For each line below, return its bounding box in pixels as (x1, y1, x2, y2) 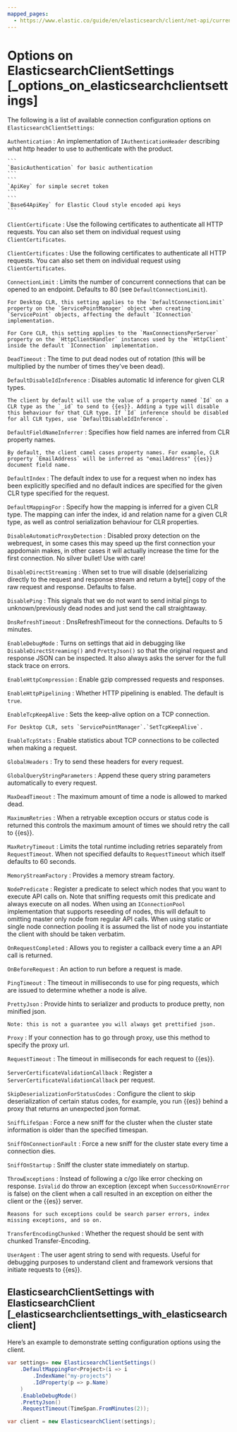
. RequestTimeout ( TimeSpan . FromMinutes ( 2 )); (20, 1405, 150, 1412)
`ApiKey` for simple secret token (7, 183, 109, 190)
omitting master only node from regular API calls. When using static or (7, 915, 212, 923)
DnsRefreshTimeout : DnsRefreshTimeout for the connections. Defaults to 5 (7, 618, 223, 626)
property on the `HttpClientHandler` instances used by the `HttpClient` (7, 336, 229, 343)
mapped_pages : (7, 10, 49, 18)
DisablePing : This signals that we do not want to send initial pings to (7, 596, 207, 605)
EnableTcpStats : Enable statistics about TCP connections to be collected (7, 737, 219, 745)
